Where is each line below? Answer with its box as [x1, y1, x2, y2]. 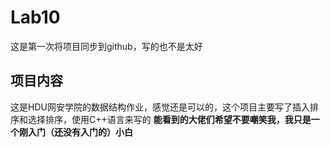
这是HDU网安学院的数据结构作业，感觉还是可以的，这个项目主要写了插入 [10, 101, 310, 113]
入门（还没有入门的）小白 [27, 126, 133, 138]
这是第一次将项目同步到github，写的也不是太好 [10, 40, 203, 52]
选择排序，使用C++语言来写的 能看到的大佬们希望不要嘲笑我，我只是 [27, 113, 312, 125]
